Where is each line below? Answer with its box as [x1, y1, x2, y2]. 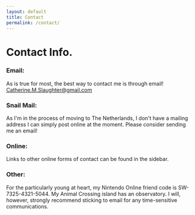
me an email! [6, 127, 38, 134]
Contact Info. [6, 45, 73, 59]
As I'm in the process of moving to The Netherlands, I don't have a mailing [6, 115, 188, 122]
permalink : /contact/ [6, 20, 60, 26]
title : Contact [6, 14, 44, 20]
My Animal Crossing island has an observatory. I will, [51, 190, 181, 197]
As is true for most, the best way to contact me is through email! [6, 80, 164, 87]
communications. [6, 203, 49, 210]
